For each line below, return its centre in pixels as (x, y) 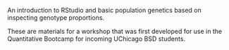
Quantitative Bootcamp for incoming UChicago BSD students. (96, 39)
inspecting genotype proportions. (56, 18)
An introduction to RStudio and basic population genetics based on (105, 10)
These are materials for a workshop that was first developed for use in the (115, 31)
